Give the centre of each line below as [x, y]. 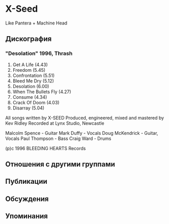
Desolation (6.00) [31, 86]
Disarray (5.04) [29, 108]
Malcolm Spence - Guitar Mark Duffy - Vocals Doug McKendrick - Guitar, [82, 133]
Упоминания [27, 216]
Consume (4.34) [30, 97]
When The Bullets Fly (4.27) [42, 92]
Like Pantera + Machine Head [36, 23]
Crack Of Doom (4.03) [36, 102]
